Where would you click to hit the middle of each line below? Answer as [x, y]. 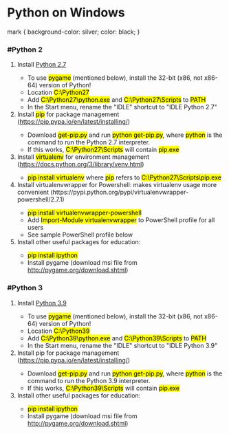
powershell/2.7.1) [41, 199]
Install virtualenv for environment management [83, 157]
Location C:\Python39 [58, 331]
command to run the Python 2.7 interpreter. [88, 142]
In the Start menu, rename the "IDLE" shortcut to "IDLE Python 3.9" [122, 345]
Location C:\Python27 [58, 93]
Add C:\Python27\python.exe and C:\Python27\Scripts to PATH [117, 100]
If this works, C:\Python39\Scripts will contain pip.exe [103, 388]
